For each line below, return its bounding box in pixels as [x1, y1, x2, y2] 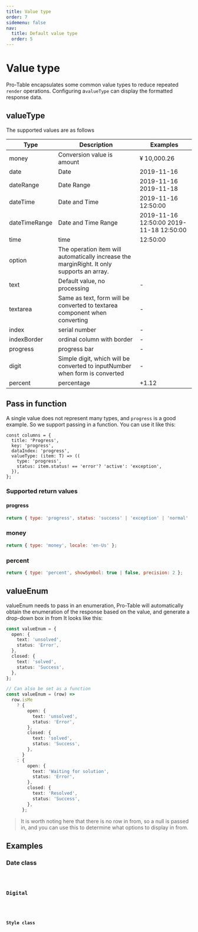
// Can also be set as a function [6, 686, 91, 692]
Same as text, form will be [58, 294, 130, 302]
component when [58, 308, 107, 317]
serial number [58, 326, 97, 334]
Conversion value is [58, 150, 113, 158]
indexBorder [9, 335, 43, 343]
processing [58, 284, 90, 293]
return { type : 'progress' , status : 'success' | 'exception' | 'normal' [6, 515, 189, 521]
